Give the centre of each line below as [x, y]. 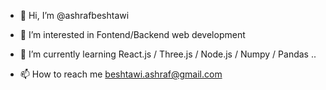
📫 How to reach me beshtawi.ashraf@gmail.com [121, 74]
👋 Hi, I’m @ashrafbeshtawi [74, 15]
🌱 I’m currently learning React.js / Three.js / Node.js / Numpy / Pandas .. [168, 54]
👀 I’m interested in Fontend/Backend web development [132, 34]
